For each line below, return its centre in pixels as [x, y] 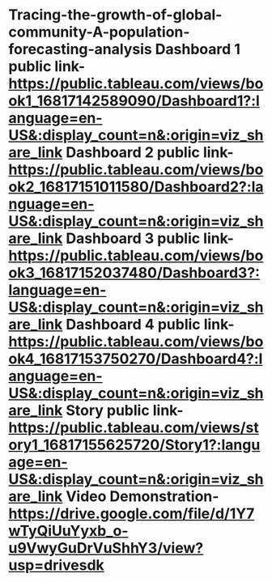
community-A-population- [99, 32]
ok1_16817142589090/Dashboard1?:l [134, 101]
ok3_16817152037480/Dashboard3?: [134, 273]
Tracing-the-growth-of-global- [115, 15]
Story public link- [125, 411]
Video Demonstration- [142, 497]
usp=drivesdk [57, 565]
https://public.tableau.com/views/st [134, 428]
